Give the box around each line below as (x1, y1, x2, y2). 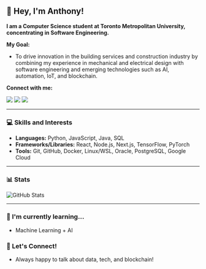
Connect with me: (6, 84, 53, 91)
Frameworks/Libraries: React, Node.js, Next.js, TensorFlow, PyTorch (15, 141, 190, 148)
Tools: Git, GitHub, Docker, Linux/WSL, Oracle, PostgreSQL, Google (15, 148, 186, 155)
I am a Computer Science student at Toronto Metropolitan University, (6, 22, 186, 29)
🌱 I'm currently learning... (6, 213, 85, 221)
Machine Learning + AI (15, 226, 73, 233)
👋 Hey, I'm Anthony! (6, 6, 84, 17)
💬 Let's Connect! (6, 241, 57, 250)
